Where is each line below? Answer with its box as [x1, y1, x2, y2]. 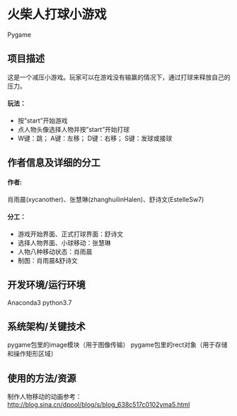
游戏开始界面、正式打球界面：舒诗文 [17, 230, 124, 238]
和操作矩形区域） [7, 349, 57, 358]
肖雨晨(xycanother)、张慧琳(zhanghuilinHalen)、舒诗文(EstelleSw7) [7, 195, 204, 203]
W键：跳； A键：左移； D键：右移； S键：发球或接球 [17, 134, 173, 142]
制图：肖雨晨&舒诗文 [17, 256, 78, 264]
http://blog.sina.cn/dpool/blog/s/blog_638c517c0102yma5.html [7, 400, 190, 409]
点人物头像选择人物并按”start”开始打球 [17, 125, 130, 133]
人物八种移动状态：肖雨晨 [17, 247, 93, 256]
